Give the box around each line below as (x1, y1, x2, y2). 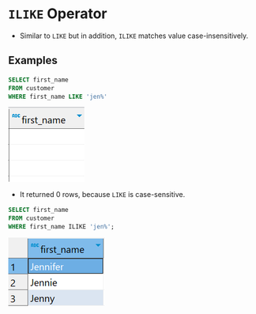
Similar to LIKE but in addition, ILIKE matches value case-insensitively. (19, 31, 249, 40)
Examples (8, 54, 58, 67)
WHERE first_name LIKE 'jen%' (8, 93, 108, 100)
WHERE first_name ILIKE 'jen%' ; (8, 223, 115, 231)
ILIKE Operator (8, 5, 108, 23)
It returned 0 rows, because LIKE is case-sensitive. (19, 190, 186, 199)
